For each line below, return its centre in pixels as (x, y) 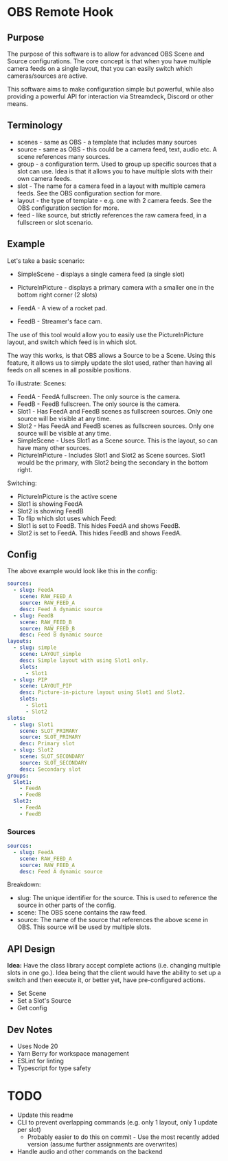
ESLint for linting (40, 1061)
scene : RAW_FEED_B (46, 622)
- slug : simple (35, 648)
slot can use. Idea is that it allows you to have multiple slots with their (115, 171)
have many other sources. (54, 447)
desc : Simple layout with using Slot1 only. (84, 660)
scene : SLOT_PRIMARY (49, 731)
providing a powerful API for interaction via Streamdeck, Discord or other (111, 96)
